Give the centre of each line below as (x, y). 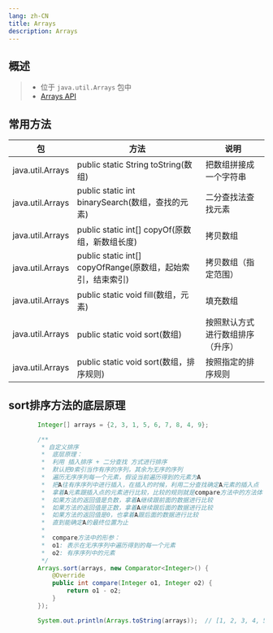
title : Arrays (32, 24)
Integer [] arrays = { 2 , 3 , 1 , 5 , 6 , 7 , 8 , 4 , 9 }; (123, 425)
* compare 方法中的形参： (80, 538)
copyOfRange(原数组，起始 (129, 267)
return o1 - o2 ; (94, 591)
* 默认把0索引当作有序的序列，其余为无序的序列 (112, 470)
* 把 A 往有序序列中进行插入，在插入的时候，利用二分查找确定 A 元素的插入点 (150, 485)
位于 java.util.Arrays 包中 (86, 87)
